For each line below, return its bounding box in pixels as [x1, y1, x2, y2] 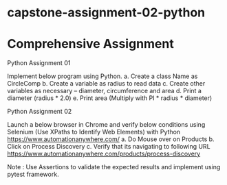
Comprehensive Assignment [7, 36, 174, 52]
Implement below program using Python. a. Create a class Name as [7, 72, 198, 80]
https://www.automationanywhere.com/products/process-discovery [7, 149, 201, 158]
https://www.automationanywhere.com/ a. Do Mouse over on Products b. [7, 135, 215, 143]
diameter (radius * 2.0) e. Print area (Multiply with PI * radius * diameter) [7, 94, 213, 102]
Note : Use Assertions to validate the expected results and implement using [7, 163, 221, 171]
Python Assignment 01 [7, 59, 71, 67]
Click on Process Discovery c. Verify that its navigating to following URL [7, 143, 211, 151]
